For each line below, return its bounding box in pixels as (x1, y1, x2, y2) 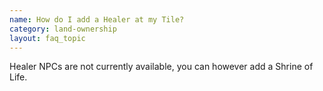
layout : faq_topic (9, 33, 86, 43)
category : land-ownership (9, 24, 117, 34)
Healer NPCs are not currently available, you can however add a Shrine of (9, 61, 314, 73)
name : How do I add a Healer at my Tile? (9, 14, 185, 25)
